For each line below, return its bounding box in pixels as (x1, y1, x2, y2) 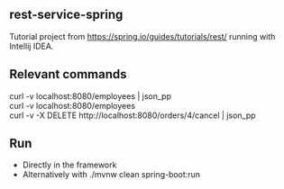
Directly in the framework (22, 159, 117, 170)
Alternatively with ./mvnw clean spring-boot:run (22, 169, 201, 180)
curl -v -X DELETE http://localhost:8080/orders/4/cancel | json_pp (9, 110, 256, 121)
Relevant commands (9, 67, 128, 82)
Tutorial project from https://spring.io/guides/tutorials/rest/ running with (9, 31, 276, 41)
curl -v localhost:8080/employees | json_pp (9, 90, 172, 102)
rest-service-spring (9, 7, 124, 22)
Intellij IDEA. (9, 40, 54, 51)
